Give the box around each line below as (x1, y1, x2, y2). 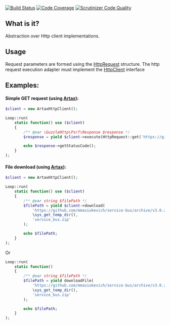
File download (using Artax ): (5, 164, 67, 170)
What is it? (5, 19, 39, 28)
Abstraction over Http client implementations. (5, 33, 100, 39)
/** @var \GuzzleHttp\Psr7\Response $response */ (23, 130, 130, 135)
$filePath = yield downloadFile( (23, 278, 94, 283)
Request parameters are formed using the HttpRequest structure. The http (5, 61, 160, 67)
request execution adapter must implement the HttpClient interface (5, 66, 145, 72)
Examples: (5, 81, 39, 90)
